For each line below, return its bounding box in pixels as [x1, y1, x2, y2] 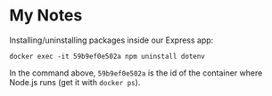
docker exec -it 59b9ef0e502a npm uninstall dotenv [9, 52, 205, 60]
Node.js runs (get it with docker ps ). [9, 76, 141, 87]
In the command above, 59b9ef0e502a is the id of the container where [9, 68, 263, 78]
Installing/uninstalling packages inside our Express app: [9, 35, 214, 45]
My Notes [9, 5, 83, 26]
